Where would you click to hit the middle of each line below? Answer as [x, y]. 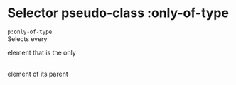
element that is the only [42, 52]
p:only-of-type [30, 32]
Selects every [27, 39]
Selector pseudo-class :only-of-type [118, 13]
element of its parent [38, 74]
